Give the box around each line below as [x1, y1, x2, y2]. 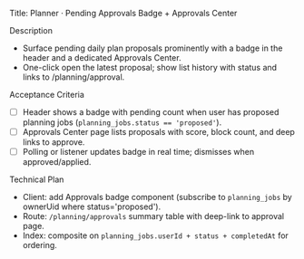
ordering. [22, 240, 57, 251]
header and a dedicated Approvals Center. [22, 53, 181, 62]
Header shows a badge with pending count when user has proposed [22, 107, 279, 117]
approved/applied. [22, 157, 92, 168]
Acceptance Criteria [9, 90, 84, 100]
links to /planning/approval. [22, 72, 125, 82]
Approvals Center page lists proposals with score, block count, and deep [22, 127, 295, 138]
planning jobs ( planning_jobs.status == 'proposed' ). [22, 117, 222, 128]
